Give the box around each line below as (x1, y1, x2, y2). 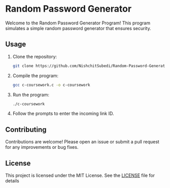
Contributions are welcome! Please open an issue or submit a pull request (5, 139, 160, 145)
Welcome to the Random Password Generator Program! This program (5, 20, 151, 26)
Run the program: (12, 91, 50, 98)
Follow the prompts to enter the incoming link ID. (12, 110, 114, 117)
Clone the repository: (12, 53, 57, 59)
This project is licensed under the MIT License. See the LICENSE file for (5, 172, 155, 178)
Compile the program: (12, 72, 59, 79)
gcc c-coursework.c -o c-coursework (12, 82, 90, 87)
